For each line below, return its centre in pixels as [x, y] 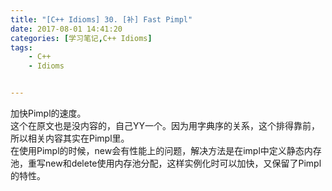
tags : [21, 47]
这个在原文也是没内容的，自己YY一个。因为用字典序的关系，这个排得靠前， [165, 125]
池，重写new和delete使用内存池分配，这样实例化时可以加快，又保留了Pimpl [166, 163]
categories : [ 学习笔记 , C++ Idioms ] [81, 38]
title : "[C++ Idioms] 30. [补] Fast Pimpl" [101, 19]
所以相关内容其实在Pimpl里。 [70, 138]
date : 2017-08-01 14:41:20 [66, 29]
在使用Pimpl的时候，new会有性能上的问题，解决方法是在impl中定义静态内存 [166, 150]
